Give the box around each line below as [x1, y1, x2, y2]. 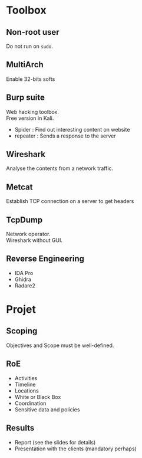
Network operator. [6, 231, 51, 238]
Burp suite [6, 93, 45, 103]
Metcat [6, 182, 34, 192]
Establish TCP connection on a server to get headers [6, 198, 134, 205]
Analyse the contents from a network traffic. [6, 165, 114, 172]
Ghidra [14, 276, 31, 283]
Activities [14, 374, 38, 381]
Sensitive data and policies [14, 405, 80, 413]
